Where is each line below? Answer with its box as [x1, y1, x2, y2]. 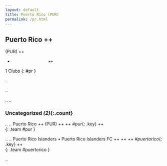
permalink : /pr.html [5, 17, 48, 22]
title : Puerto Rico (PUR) [5, 12, 59, 17]
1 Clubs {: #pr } [5, 68, 36, 74]
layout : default [5, 7, 39, 13]
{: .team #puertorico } [5, 146, 50, 153]
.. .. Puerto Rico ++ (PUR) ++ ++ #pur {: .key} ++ [5, 121, 104, 127]
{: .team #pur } [5, 126, 35, 132]
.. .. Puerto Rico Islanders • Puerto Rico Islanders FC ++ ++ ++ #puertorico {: [5, 136, 162, 142]
